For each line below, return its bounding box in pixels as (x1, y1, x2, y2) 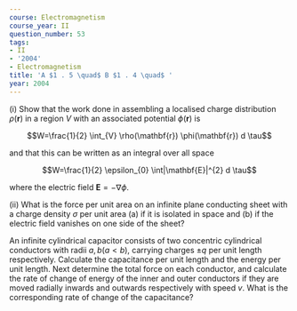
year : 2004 (9, 79, 50, 88)
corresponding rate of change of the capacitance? (9, 291, 194, 302)
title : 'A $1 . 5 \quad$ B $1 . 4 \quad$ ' (9, 71, 173, 80)
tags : (9, 37, 29, 47)
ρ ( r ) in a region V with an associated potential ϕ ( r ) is (9, 113, 201, 124)
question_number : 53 (9, 29, 86, 38)
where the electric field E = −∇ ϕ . (9, 181, 130, 192)
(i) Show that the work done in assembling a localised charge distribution (9, 103, 277, 114)
